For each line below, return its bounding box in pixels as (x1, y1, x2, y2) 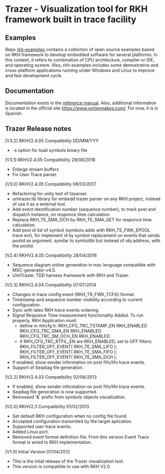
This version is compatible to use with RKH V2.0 (12, 463, 110, 469)
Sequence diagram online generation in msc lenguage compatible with (12, 262, 156, 267)
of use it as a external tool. (12, 201, 66, 207)
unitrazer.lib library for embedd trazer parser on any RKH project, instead (12, 196, 161, 202)
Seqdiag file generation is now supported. (12, 388, 98, 394)
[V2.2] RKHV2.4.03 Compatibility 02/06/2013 (5, 374, 97, 380)
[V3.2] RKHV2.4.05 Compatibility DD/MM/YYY (5, 138, 99, 144)
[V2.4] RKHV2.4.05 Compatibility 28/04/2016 (5, 252, 97, 258)
